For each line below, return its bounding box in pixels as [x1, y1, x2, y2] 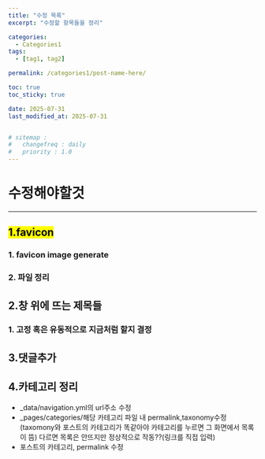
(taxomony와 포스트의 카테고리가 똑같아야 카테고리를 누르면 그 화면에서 [19, 422, 241, 431]
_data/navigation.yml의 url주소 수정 [19, 402, 132, 412]
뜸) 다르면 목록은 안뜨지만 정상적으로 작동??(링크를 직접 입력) [28, 432, 215, 442]
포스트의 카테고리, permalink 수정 [19, 442, 124, 451]
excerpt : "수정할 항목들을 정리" [8, 19, 103, 27]
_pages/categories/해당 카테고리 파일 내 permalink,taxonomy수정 [19, 413, 227, 422]
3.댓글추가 [8, 351, 57, 365]
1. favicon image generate [8, 250, 109, 261]
